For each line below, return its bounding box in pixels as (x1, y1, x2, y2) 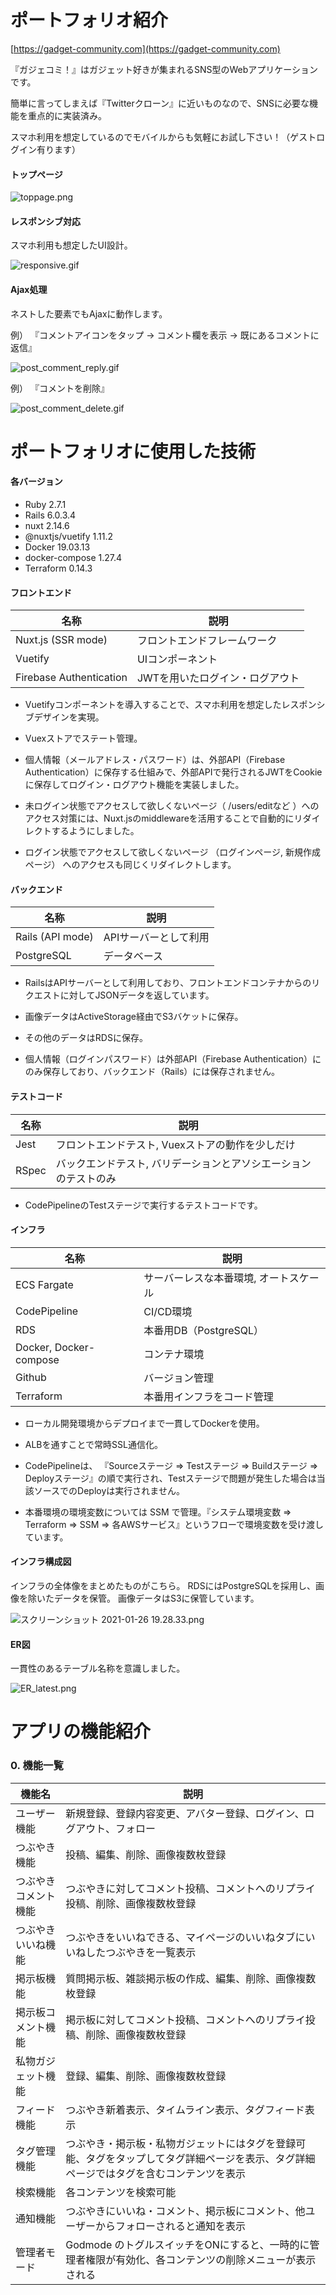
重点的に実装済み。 (27, 109, 107, 121)
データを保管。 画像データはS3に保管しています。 (53, 1592, 260, 1604)
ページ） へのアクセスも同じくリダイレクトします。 (24, 859, 237, 871)
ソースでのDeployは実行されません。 (33, 1484, 185, 1496)
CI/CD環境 (143, 1304, 193, 1318)
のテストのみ (55, 1171, 117, 1185)
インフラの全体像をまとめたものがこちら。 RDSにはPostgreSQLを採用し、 (10, 1579, 317, 1591)
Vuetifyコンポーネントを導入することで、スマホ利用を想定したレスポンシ (24, 699, 326, 711)
